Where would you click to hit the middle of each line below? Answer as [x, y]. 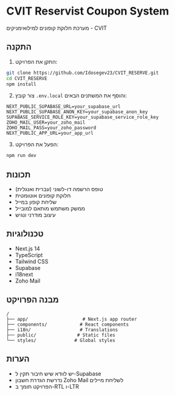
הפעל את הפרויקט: [37, 144]
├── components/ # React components [68, 324]
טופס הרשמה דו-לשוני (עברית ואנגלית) [59, 189]
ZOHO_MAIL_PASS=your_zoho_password [51, 128]
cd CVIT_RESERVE [27, 78]
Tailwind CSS [32, 261]
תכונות [19, 174]
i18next [24, 274]
